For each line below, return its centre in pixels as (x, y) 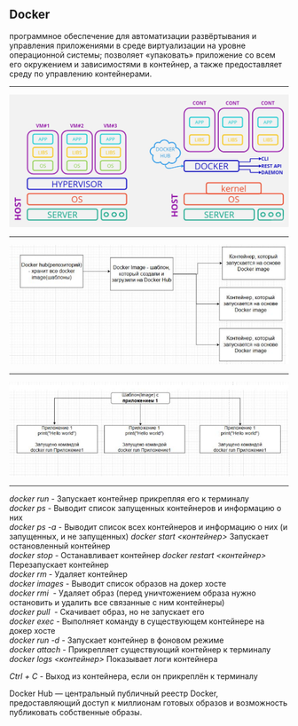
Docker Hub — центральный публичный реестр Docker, (114, 693)
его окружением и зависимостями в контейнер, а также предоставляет (145, 64)
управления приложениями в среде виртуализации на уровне (128, 45)
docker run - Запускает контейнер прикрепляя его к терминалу (129, 498)
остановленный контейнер (60, 546)
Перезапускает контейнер (59, 564)
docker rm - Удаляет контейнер (69, 574)
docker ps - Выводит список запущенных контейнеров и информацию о (145, 508)
